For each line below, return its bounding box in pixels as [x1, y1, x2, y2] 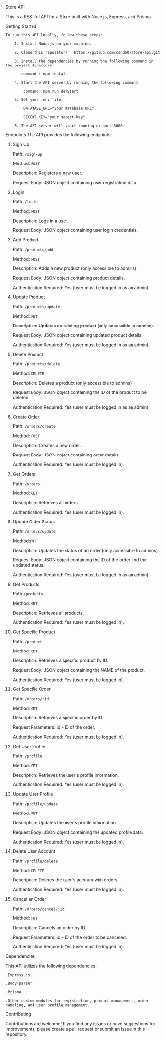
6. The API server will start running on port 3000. [14, 123, 125, 128]
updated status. [12, 562, 45, 568]
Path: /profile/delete [12, 858, 58, 864]
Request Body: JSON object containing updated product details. [12, 332, 143, 338]
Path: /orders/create [12, 423, 56, 429]
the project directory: [5, 63, 55, 68]
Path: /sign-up [12, 151, 42, 157]
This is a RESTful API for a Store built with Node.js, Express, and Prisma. [5, 14, 152, 19]
